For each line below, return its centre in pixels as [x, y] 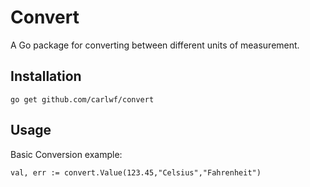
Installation [46, 76]
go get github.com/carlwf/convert [82, 99]
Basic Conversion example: [66, 154]
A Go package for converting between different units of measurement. [155, 45]
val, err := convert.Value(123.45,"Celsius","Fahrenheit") [136, 172]
